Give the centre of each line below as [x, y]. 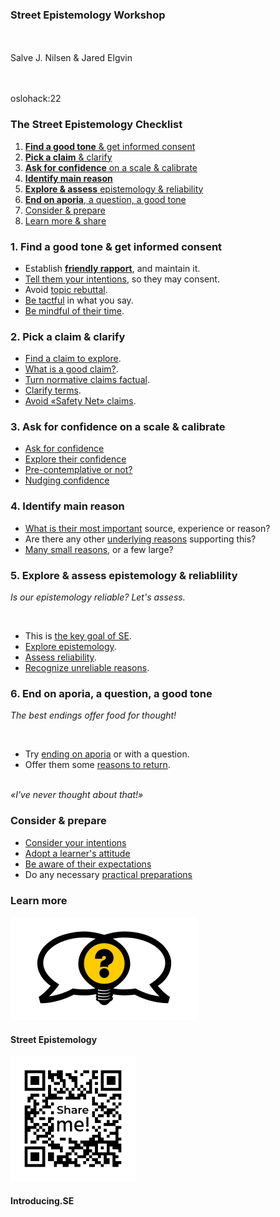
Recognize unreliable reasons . [87, 668]
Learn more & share [65, 220]
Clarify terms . [53, 390]
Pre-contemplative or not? [78, 470]
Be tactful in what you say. [79, 300]
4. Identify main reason [67, 506]
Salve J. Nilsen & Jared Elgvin [71, 58]
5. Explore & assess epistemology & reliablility [124, 575]
